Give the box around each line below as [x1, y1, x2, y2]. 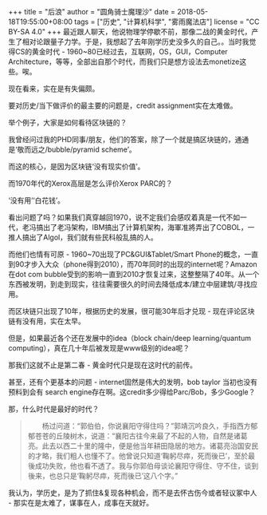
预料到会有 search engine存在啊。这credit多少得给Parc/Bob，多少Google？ [8, 387, 256, 397]
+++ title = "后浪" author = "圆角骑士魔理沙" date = [8, 7, 175, 16]
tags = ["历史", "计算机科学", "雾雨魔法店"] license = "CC [74, 17, 260, 26]
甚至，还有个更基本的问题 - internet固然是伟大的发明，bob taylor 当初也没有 [8, 378, 257, 386]
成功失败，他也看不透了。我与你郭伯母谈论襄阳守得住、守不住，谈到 [34, 462, 259, 470]
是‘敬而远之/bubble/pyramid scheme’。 [8, 145, 137, 154]
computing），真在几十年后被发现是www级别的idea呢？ [8, 343, 190, 353]
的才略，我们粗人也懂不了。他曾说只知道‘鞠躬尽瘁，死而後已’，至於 [27, 451, 249, 461]
